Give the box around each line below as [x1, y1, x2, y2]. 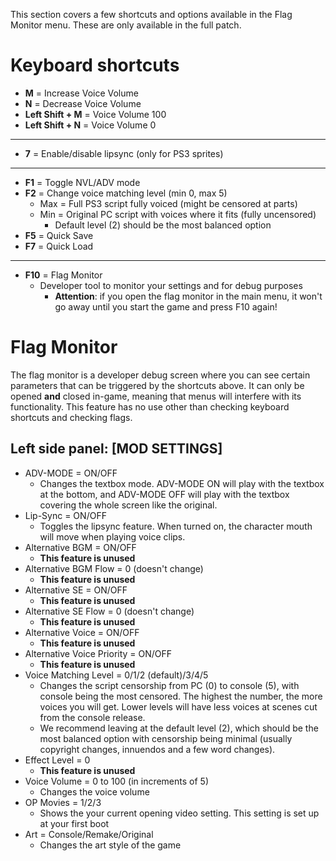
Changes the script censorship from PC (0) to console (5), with [39, 679, 300, 691]
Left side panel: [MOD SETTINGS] [10, 440, 223, 458]
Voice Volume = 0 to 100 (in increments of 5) [24, 775, 210, 787]
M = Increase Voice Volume [24, 87, 139, 99]
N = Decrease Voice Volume [24, 97, 142, 109]
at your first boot [39, 817, 110, 829]
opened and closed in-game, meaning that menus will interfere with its [10, 390, 302, 402]
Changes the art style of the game [39, 839, 182, 851]
